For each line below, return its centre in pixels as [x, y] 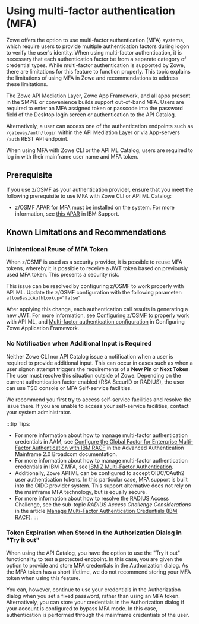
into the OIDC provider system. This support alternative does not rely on [103, 486]
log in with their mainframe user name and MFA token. [72, 156]
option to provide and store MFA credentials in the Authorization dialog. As [97, 566]
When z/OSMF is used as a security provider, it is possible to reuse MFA [94, 262]
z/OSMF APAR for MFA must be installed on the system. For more [95, 207]
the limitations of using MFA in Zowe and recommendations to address [92, 78]
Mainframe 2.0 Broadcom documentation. [66, 454]
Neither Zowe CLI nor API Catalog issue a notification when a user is [90, 356]
